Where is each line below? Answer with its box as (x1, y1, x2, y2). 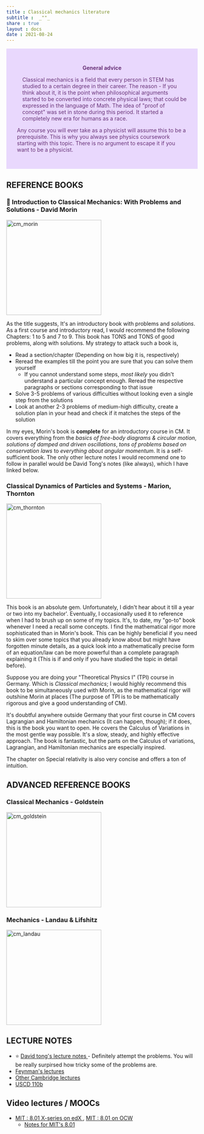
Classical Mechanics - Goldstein (6, 798, 104, 806)
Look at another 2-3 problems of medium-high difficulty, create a (15, 403, 178, 410)
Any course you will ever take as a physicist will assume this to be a (17, 127, 186, 134)
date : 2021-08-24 (6, 32, 53, 38)
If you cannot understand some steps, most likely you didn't (24, 370, 174, 378)
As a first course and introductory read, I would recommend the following (6, 326, 190, 334)
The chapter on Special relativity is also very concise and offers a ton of (6, 756, 186, 763)
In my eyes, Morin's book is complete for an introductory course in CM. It (6, 428, 190, 435)
